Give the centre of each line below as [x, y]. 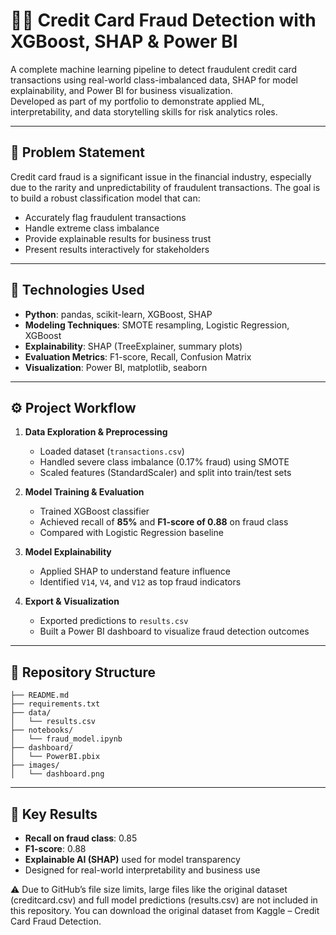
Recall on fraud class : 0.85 [81, 838]
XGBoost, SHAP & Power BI [124, 41]
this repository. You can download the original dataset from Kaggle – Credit [165, 910]
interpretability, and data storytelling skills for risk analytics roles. [144, 111]
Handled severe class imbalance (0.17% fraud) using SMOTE [164, 462]
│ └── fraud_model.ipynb [66, 739]
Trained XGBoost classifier [94, 511]
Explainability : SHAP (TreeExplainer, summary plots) [133, 346]
